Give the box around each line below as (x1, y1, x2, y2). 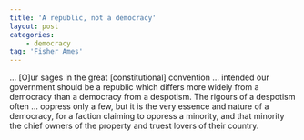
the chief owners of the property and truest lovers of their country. (9, 120, 259, 132)
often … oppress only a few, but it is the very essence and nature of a (9, 101, 269, 112)
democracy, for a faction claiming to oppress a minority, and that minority (9, 111, 285, 122)
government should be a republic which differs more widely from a (9, 82, 259, 93)
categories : (9, 30, 55, 39)
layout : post (9, 22, 59, 31)
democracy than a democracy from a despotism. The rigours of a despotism (9, 92, 296, 103)
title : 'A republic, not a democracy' (9, 13, 157, 23)
